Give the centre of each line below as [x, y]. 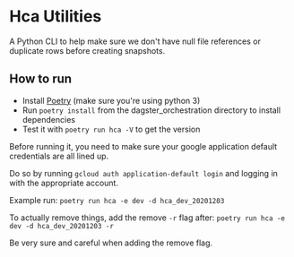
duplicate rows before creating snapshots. [87, 50]
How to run [41, 79]
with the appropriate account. [64, 183]
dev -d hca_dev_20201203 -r [62, 226]
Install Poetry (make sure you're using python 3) [111, 100]
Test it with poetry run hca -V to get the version [111, 129]
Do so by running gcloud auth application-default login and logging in [143, 173]
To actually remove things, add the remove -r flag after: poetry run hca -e [147, 218]
